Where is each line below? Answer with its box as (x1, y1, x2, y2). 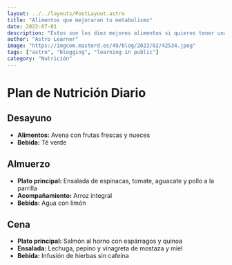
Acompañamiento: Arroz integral (17, 191, 113, 199)
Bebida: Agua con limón (17, 199, 86, 207)
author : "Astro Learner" (7, 36, 79, 43)
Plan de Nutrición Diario (7, 84, 146, 100)
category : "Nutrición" (7, 55, 72, 62)
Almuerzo (7, 158, 50, 170)
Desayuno (7, 112, 52, 125)
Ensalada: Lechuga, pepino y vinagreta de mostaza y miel (17, 244, 183, 253)
